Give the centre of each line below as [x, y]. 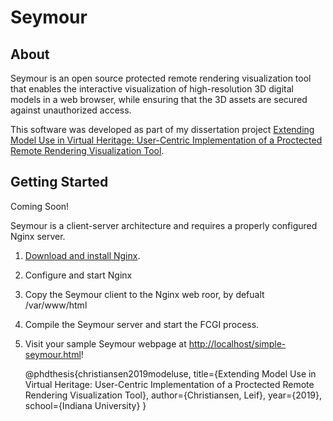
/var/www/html [56, 305]
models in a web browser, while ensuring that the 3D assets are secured [159, 99]
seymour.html [53, 354]
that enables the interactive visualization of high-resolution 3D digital [152, 89]
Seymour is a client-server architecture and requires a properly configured [164, 225]
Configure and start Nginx [78, 275]
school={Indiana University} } [85, 405]
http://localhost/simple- [237, 343]
